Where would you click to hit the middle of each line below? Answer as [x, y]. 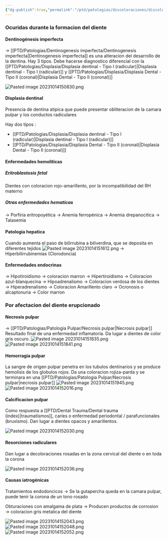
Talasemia [16, 220]
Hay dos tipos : [21, 124]
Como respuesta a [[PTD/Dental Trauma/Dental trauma [62, 411]
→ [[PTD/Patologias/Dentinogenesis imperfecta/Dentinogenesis [71, 50]
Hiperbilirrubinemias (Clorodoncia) [41, 253]
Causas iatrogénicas [27, 480]
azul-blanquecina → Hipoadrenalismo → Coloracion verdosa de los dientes [82, 282]
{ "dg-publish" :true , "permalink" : [40, 10]
